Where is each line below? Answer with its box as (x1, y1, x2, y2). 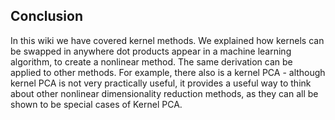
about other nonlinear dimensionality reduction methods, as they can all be (10, 87, 319, 99)
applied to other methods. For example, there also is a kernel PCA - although (10, 66, 326, 78)
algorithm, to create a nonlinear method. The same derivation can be (10, 55, 293, 68)
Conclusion (10, 8, 84, 25)
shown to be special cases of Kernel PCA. (10, 98, 183, 110)
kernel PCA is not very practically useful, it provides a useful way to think (10, 77, 312, 89)
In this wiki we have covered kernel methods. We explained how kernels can (10, 34, 325, 46)
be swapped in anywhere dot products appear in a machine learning (10, 45, 292, 57)
